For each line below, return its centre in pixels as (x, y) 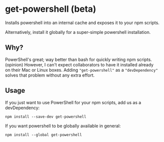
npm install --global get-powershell (44, 135)
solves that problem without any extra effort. (50, 75)
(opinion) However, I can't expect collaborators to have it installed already (79, 64)
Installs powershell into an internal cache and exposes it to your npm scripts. (82, 23)
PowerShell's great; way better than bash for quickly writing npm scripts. (79, 59)
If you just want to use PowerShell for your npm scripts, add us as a (73, 102)
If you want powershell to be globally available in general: (63, 126)
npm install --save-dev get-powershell (46, 116)
